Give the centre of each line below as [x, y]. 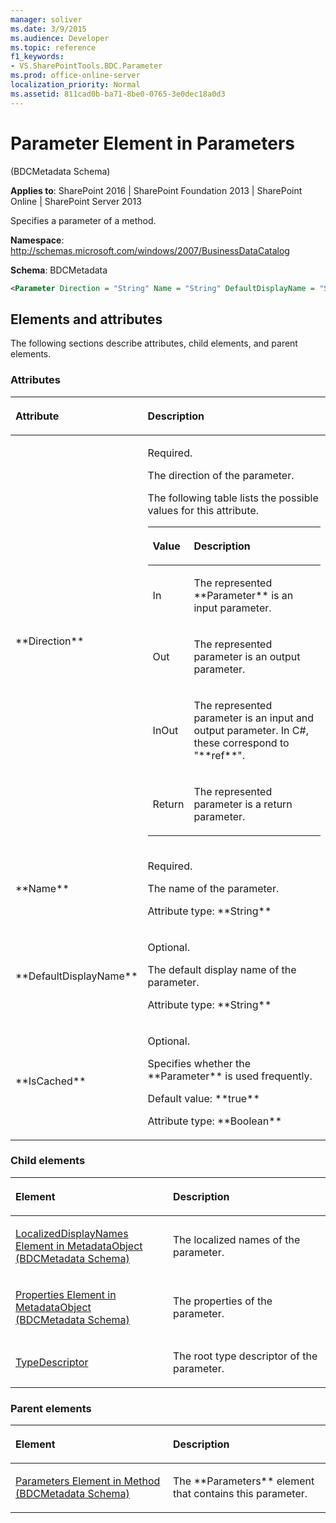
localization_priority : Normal [75, 85]
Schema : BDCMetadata [59, 270]
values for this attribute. [203, 510]
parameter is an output [247, 656]
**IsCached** [51, 1081]
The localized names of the [237, 1239]
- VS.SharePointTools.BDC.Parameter [86, 66]
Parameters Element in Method [88, 1481]
